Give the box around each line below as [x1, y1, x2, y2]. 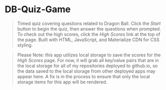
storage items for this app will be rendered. [17, 79, 108, 85]
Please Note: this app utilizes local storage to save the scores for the [17, 52, 161, 58]
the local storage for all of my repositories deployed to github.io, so [17, 63, 158, 69]
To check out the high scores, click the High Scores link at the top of [17, 31, 160, 37]
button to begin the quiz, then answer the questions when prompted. [17, 25, 161, 32]
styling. [17, 42, 33, 48]
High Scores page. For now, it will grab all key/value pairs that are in [17, 57, 159, 63]
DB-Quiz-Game [5, 4, 71, 15]
